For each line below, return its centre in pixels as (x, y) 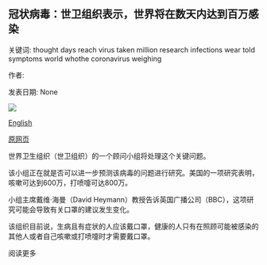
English (20, 122)
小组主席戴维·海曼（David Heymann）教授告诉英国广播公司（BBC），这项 (128, 199)
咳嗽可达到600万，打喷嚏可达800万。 (70, 182)
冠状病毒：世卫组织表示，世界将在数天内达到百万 (128, 14)
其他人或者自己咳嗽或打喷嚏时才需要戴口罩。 (81, 236)
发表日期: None (33, 92)
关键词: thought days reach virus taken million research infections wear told (132, 49)
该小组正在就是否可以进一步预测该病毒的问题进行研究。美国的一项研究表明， (133, 172)
